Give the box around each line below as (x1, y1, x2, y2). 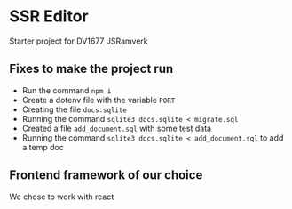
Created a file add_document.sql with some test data (21, 123, 211, 133)
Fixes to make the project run (9, 61, 174, 76)
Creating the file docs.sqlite (21, 104, 127, 115)
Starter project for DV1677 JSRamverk (9, 36, 148, 46)
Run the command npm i (21, 84, 112, 95)
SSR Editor (9, 6, 89, 27)
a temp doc (21, 141, 64, 152)
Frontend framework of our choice (9, 167, 203, 183)
